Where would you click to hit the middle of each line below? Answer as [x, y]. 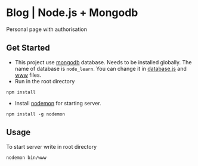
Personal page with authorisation [47, 29]
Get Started [28, 48]
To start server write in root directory [52, 146]
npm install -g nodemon [36, 114]
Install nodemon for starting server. [58, 103]
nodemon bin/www [26, 158]
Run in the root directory [45, 81]
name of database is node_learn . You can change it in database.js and [100, 68]
